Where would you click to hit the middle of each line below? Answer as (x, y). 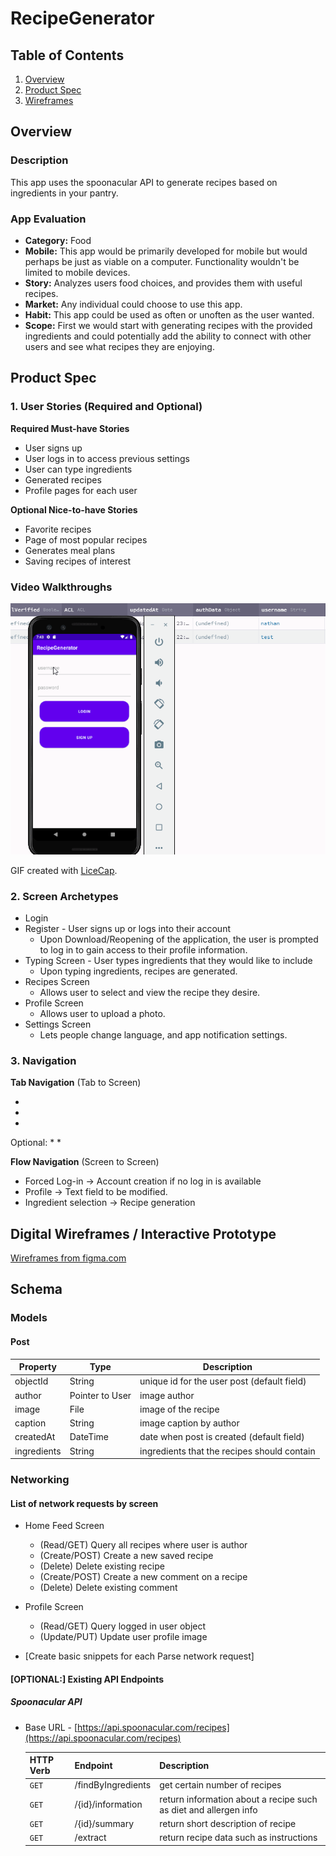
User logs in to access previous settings (107, 458)
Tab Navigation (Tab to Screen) (76, 1083)
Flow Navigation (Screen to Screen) (85, 1162)
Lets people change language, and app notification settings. (163, 1034)
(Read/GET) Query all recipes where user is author (143, 1545)
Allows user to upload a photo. (102, 1013)
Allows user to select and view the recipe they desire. (150, 992)
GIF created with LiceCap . (64, 870)
